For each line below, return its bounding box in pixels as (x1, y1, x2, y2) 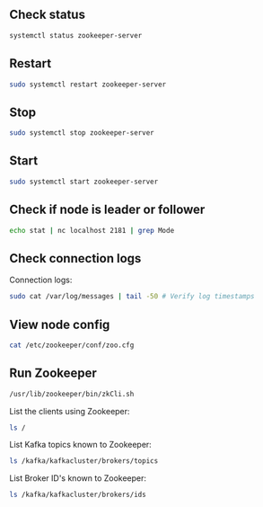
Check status (9, 7, 85, 22)
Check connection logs (9, 251, 142, 266)
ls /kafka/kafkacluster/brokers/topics (9, 457, 159, 466)
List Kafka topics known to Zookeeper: (9, 440, 153, 450)
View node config (9, 316, 110, 332)
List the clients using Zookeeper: (9, 405, 130, 416)
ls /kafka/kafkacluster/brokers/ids (9, 490, 146, 500)
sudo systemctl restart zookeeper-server (9, 80, 167, 89)
